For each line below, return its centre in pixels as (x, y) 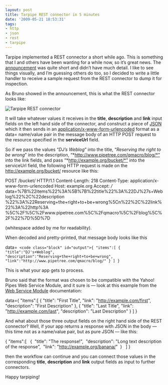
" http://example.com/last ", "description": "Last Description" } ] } (71, 311)
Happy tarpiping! (23, 377)
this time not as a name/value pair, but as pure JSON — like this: (71, 331)
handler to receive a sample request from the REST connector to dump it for (83, 78)
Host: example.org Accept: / (83, 186)
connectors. (18, 367)
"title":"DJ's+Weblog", (30, 252)
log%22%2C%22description (35, 196)
